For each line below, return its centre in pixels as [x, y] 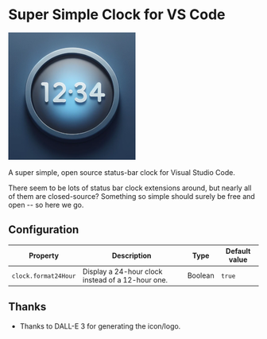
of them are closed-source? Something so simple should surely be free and [132, 196]
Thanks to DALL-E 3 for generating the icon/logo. [100, 326]
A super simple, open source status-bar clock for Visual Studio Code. [122, 172]
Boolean [201, 275]
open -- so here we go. [46, 205]
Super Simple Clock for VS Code [117, 15]
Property [44, 255]
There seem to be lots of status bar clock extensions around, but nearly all [130, 188]
